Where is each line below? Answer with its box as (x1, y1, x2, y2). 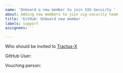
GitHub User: (5, 53, 32, 59)
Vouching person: (5, 63, 41, 69)
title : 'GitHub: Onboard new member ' (5, 16, 85, 21)
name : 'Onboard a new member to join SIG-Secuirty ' (5, 7, 116, 12)
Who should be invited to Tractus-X (5, 43, 78, 49)
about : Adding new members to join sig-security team (5, 12, 119, 17)
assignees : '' (5, 26, 35, 31)
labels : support (5, 21, 39, 26)
